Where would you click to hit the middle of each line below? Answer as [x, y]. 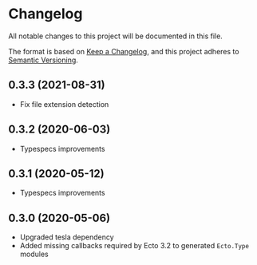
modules [34, 254]
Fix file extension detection [64, 104]
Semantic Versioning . [43, 60]
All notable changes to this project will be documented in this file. [116, 36]
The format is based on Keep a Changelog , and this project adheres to [124, 51]
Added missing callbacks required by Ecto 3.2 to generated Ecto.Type [134, 246]
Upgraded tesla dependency [67, 237]
